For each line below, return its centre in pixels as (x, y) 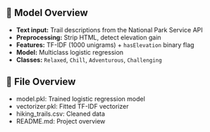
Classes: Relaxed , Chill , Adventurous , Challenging (89, 60)
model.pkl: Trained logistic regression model (80, 98)
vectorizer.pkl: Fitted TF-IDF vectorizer (72, 106)
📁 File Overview (41, 82)
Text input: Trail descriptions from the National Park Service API (109, 29)
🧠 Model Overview (47, 13)
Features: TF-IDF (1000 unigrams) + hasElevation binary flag (105, 45)
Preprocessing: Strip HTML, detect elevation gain (89, 37)
